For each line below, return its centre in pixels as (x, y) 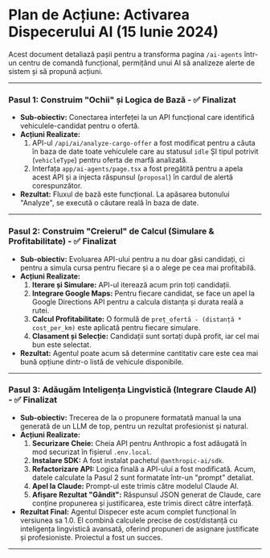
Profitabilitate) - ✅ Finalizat (62, 242)
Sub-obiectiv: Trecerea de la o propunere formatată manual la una (131, 417)
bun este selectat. (61, 345)
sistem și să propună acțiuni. (55, 71)
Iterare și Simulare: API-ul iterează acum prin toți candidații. (131, 284)
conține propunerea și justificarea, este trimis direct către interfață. (143, 503)
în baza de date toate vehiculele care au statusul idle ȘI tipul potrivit (145, 151)
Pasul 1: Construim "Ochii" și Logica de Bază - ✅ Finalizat (123, 100)
